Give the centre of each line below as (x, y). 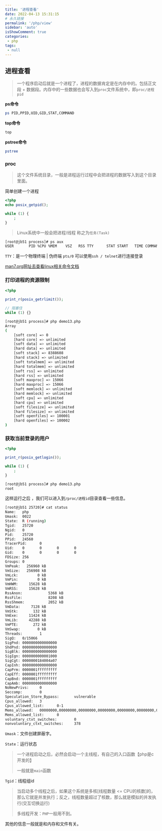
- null (14, 50)
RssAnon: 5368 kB (34, 593)
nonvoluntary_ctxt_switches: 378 (43, 724)
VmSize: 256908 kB (26, 571)
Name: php (17, 512)
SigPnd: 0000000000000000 (31, 643)
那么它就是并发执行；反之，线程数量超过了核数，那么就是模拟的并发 (84, 797)
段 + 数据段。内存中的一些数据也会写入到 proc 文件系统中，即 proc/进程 (86, 90)
